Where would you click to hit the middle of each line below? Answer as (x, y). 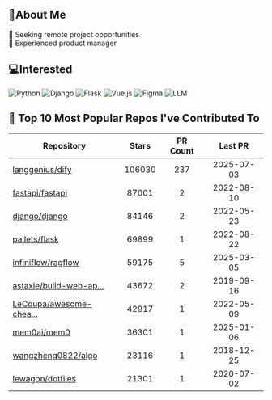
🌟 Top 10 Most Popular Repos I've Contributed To (134, 118)
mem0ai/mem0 (42, 332)
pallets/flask (36, 239)
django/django (40, 217)
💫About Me (37, 15)
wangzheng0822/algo (55, 356)
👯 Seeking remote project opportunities (74, 34)
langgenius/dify (42, 170)
